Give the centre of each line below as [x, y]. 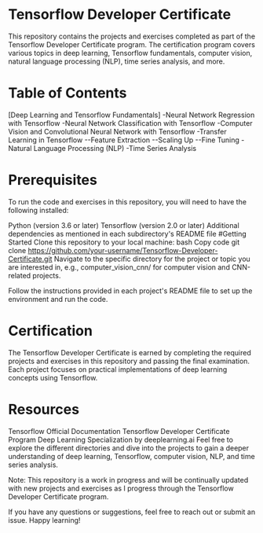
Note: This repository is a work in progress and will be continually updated [128, 480]
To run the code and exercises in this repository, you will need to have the [128, 201]
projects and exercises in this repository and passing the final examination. [129, 361]
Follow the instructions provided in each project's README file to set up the [130, 290]
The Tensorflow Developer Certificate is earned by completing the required [130, 352]
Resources [44, 409]
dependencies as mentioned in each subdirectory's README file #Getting [128, 233]
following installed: [38, 210]
